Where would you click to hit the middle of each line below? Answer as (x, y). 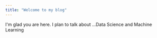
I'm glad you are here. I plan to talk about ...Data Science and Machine (79, 24)
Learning (15, 30)
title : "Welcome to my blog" (36, 10)
